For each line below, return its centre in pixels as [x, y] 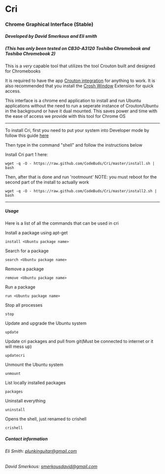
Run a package [20, 287]
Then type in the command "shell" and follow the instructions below [74, 145]
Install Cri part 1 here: [27, 155]
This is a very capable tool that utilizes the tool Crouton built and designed [80, 66]
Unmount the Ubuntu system [34, 365]
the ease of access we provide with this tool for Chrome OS [65, 116]
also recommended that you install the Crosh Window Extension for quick [79, 86]
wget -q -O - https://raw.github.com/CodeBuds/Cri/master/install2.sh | [81, 191]
